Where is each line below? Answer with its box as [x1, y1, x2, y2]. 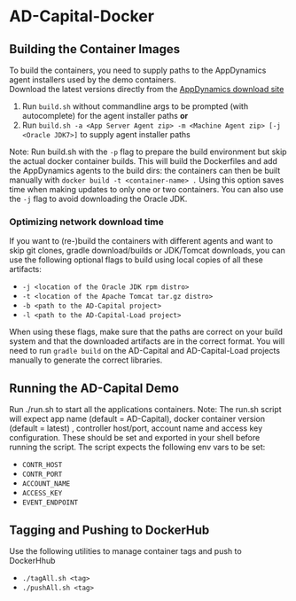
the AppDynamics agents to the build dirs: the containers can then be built [9, 166, 281, 176]
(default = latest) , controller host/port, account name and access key [9, 423, 263, 433]
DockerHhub [9, 555, 56, 566]
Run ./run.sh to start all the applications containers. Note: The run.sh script [9, 404, 282, 415]
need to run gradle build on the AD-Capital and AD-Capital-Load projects [9, 346, 281, 356]
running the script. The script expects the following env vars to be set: [9, 441, 266, 453]
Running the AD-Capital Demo [9, 380, 180, 395]
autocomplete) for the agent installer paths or [21, 111, 189, 121]
